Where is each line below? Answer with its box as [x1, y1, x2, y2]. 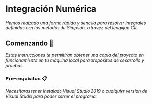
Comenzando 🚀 [5, 39, 54, 48]
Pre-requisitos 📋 [5, 75, 47, 82]
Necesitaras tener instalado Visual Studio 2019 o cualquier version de [5, 88, 148, 94]
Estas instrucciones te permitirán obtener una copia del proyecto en [5, 52, 144, 58]
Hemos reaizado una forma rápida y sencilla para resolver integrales [5, 20, 146, 26]
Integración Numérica [5, 3, 97, 15]
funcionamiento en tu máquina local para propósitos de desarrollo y [5, 57, 144, 63]
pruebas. [5, 62, 24, 68]
